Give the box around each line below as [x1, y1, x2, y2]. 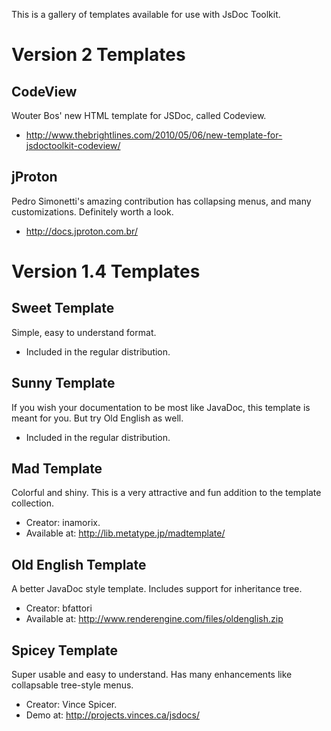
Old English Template [11, 556, 147, 573]
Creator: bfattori [25, 602, 93, 614]
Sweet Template [11, 300, 115, 317]
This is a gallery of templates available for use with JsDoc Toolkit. [11, 9, 281, 20]
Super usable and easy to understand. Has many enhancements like [11, 669, 293, 681]
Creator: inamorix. [25, 517, 101, 529]
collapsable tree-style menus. [11, 679, 134, 691]
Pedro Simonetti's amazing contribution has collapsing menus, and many [11, 195, 312, 207]
